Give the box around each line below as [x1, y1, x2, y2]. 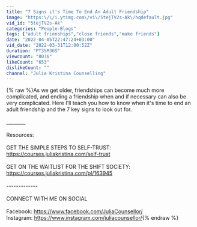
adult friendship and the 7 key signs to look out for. [6, 106, 132, 113]
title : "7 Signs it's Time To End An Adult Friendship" [6, 8, 149, 15]
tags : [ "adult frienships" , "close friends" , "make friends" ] [6, 31, 160, 37]
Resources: [6, 132, 34, 139]
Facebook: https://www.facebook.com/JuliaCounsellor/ [6, 208, 143, 215]
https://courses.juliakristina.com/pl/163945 [6, 169, 113, 177]
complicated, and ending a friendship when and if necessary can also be [6, 93, 187, 100]
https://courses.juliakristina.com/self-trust [6, 151, 111, 158]
